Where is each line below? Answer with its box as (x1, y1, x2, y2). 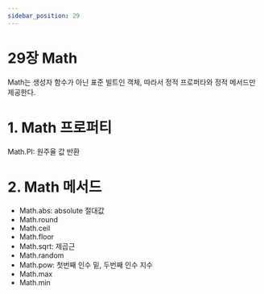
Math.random (19, 251, 64, 260)
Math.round (19, 215, 58, 225)
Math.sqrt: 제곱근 (19, 242, 76, 251)
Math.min (19, 278, 52, 288)
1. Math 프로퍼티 (7, 118, 112, 137)
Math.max (19, 269, 53, 279)
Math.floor (19, 232, 54, 242)
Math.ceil (19, 223, 51, 234)
